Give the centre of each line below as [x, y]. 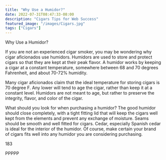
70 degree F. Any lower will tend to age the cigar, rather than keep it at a [79, 88]
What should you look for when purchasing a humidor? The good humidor [81, 108]
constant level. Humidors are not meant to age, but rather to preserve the [80, 93]
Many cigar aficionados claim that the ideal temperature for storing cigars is [83, 83]
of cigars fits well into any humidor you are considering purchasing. [74, 134]
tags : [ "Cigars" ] [23, 28]
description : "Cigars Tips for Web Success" [52, 19]
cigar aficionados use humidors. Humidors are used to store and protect [79, 57]
